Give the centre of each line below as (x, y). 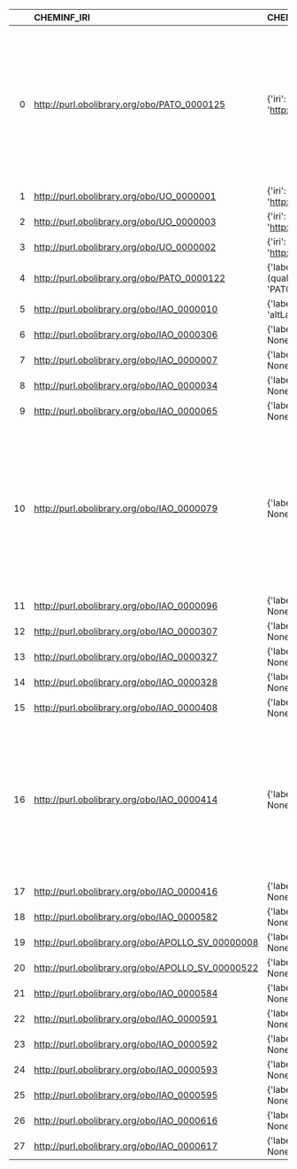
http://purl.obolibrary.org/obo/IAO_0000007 (126, 360)
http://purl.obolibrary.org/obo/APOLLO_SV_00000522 (146, 968)
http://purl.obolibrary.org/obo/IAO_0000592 (126, 1044)
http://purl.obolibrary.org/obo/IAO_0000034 (126, 386)
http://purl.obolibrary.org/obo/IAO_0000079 (126, 508)
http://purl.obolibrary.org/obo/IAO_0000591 (126, 1019)
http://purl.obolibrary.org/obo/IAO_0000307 (126, 631)
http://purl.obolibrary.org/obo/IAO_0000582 (126, 917)
